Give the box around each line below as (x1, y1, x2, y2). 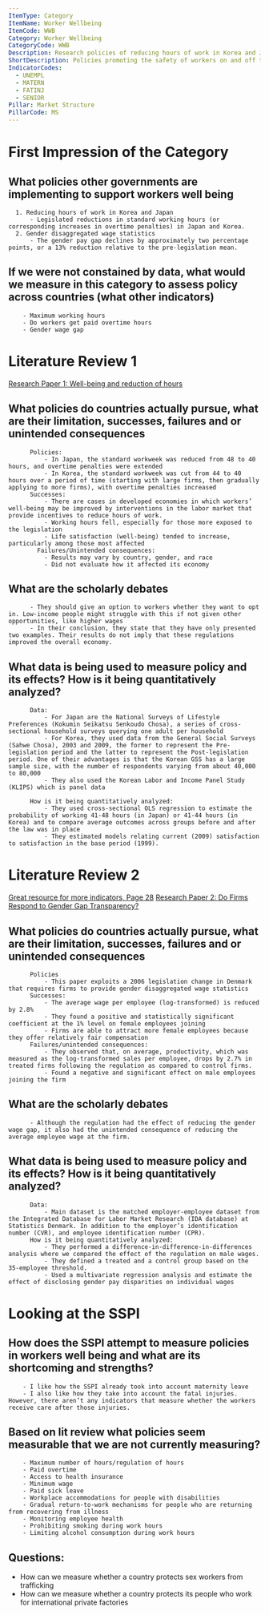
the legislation (8, 526, 62, 534)
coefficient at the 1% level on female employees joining (8, 1019, 206, 1028)
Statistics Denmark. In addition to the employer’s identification (8, 1222, 239, 1230)
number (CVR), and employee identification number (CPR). (8, 1229, 206, 1237)
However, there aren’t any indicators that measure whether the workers (8, 1396, 256, 1404)
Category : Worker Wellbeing (8, 34, 102, 42)
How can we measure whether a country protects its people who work (19, 1589, 252, 1599)
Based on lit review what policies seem (8, 1425, 206, 1439)
